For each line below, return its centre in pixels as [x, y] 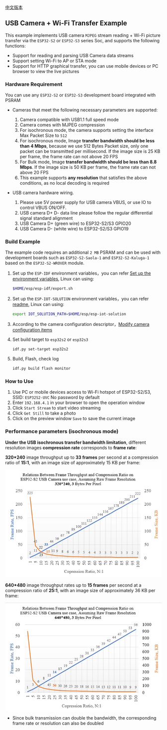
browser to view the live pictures [46, 71]
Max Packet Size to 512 [43, 135]
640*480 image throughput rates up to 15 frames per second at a [73, 585]
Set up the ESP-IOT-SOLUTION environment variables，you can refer [81, 299]
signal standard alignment [46, 218]
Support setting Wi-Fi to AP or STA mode [54, 61]
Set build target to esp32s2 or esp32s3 [50, 339]
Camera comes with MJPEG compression [62, 125]
